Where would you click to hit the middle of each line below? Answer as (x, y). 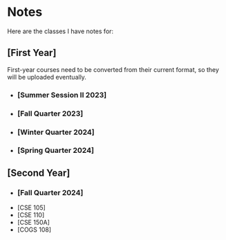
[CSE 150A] (34, 223)
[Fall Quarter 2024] (50, 192)
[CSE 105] (31, 207)
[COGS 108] (34, 230)
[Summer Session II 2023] (62, 95)
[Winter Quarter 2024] (56, 132)
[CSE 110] (31, 215)
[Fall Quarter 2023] (50, 113)
